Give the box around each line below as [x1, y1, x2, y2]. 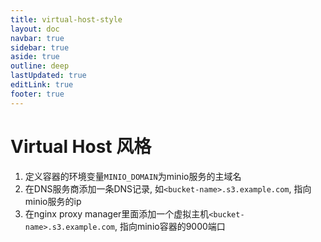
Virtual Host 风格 [10, 135, 152, 158]
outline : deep [10, 61, 70, 71]
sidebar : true [10, 42, 70, 53]
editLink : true [10, 80, 74, 90]
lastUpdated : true [10, 71, 87, 81]
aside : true [10, 52, 60, 62]
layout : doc [10, 24, 60, 34]
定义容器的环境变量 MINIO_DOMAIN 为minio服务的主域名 [24, 170, 242, 182]
